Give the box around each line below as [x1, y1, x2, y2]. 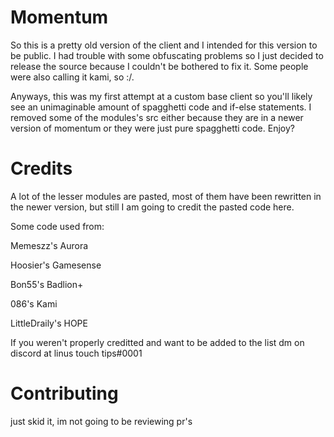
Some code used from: [10, 220, 105, 232]
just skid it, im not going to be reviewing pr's [10, 415, 193, 427]
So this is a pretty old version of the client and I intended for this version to [10, 39, 318, 51]
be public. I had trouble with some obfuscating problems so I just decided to [10, 49, 324, 61]
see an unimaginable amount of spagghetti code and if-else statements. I [10, 101, 312, 113]
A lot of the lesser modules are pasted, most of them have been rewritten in [10, 190, 322, 202]
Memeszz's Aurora [10, 239, 89, 251]
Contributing [10, 382, 119, 405]
